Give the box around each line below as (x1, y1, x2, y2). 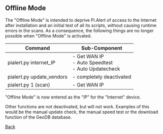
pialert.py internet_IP (7, 59, 56, 66)
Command (25, 45, 50, 51)
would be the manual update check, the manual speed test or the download (5, 109, 159, 115)
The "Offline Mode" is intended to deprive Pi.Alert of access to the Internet (5, 17, 157, 23)
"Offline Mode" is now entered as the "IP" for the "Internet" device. (5, 94, 141, 100)
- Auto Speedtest (72, 59, 113, 66)
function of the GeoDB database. (5, 114, 72, 120)
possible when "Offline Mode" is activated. (5, 33, 92, 39)
